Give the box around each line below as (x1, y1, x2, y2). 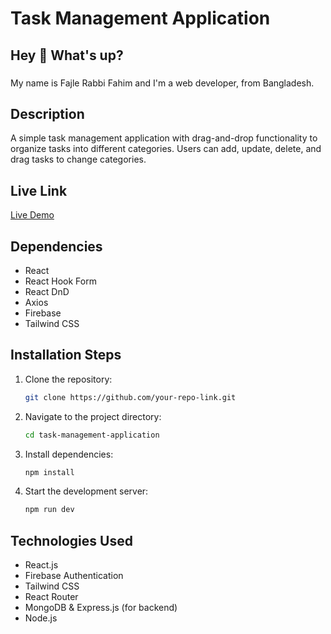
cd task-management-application (24, 430, 160, 440)
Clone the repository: (24, 373, 113, 385)
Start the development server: (24, 485, 149, 497)
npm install (24, 467, 75, 477)
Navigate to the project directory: (24, 410, 162, 422)
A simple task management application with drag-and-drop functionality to (10, 132, 318, 144)
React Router (24, 591, 79, 603)
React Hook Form (24, 275, 97, 287)
